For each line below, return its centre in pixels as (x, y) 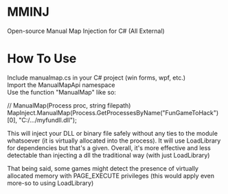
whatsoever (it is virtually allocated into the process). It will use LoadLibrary (114, 141)
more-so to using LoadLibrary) (50, 183)
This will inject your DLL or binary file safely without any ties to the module (113, 133)
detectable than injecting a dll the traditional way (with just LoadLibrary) (109, 155)
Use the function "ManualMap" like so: (62, 92)
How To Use (42, 59)
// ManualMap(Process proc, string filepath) (69, 105)
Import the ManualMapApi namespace (61, 85)
